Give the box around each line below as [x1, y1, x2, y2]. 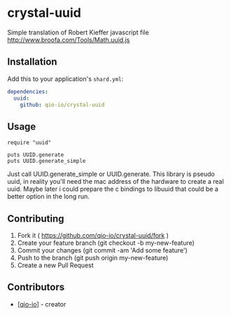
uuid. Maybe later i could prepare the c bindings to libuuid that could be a [7, 185, 219, 194]
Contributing [7, 213, 64, 224]
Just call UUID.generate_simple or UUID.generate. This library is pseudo [7, 170, 215, 178]
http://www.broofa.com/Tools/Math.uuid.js [7, 35, 130, 43]
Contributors [7, 281, 65, 293]
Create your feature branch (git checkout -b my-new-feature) [17, 239, 195, 247]
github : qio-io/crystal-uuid [20, 101, 105, 108]
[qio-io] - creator [17, 300, 66, 308]
